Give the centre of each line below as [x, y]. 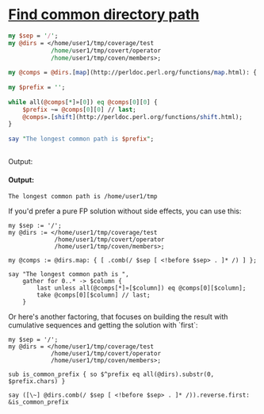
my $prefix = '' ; [37, 88]
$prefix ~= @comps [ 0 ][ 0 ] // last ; [79, 109]
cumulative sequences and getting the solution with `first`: [103, 325]
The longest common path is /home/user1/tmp [83, 197]
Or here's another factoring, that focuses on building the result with [118, 317]
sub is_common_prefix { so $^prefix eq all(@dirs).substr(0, [111, 374]
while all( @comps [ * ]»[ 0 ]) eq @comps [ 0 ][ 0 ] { [83, 102]
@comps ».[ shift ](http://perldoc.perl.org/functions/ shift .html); [133, 117]
